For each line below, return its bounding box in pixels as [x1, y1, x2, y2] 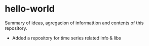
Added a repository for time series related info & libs [12, 35, 121, 41]
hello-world [5, 3, 55, 15]
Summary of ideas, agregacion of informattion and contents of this [5, 20, 144, 26]
